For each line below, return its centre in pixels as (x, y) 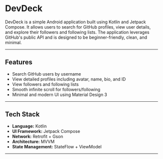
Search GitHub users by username (47, 74)
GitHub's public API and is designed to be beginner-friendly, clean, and (76, 37)
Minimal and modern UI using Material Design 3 (60, 95)
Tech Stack (22, 114)
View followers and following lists (45, 84)
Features (19, 62)
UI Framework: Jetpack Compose (46, 131)
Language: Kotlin (29, 126)
